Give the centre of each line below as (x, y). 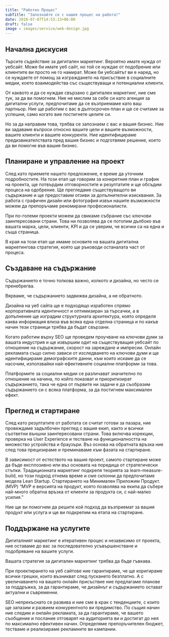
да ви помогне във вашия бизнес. (42, 145)
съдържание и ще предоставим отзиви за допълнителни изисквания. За (83, 195)
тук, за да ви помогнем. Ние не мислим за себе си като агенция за (78, 98)
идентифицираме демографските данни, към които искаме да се (76, 358)
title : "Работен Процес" (31, 10)
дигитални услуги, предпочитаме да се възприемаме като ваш (74, 103)
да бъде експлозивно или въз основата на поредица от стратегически (81, 465)
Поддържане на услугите (48, 528)
